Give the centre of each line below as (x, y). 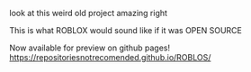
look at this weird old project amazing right (89, 13)
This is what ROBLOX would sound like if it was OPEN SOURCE (126, 30)
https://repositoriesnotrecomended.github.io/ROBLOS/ (110, 57)
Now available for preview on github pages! (90, 48)
